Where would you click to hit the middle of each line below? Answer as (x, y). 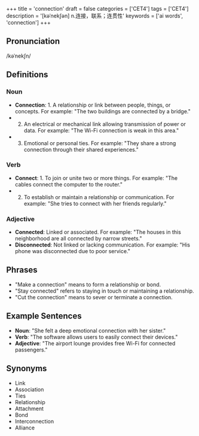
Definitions (27, 75)
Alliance (25, 428)
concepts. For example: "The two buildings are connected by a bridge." (103, 111)
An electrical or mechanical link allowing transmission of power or (105, 124)
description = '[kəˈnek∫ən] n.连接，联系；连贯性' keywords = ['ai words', (95, 16)
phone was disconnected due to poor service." (72, 251)
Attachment (29, 408)
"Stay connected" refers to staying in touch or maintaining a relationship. (104, 291)
